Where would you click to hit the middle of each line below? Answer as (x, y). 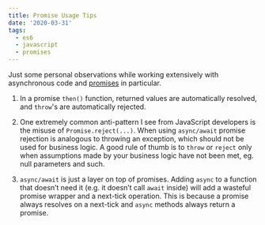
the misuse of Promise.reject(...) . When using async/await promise (132, 130)
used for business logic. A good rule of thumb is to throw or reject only (136, 147)
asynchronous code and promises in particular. (85, 83)
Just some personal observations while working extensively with (114, 75)
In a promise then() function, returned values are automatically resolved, (138, 98)
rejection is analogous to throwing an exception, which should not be (132, 139)
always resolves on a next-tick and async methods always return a (127, 204)
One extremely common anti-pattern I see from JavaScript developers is (138, 122)
